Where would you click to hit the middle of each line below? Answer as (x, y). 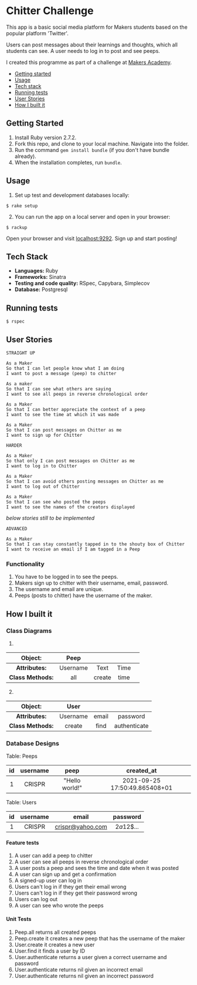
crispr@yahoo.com (81, 827)
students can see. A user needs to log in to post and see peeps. (83, 50)
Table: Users (21, 802)
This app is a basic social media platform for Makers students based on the (97, 27)
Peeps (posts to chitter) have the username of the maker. (84, 596)
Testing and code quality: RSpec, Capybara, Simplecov (82, 284)
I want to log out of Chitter (43, 487)
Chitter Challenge (50, 11)
